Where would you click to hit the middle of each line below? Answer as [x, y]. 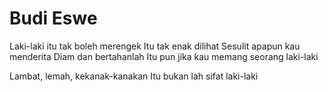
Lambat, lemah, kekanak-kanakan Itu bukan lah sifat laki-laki [134, 76]
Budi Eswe [53, 18]
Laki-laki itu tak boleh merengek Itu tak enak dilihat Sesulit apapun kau [155, 46]
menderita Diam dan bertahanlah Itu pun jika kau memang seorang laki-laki [164, 56]
